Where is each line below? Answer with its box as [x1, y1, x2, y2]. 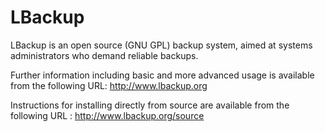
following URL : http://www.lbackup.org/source [10, 109, 205, 121]
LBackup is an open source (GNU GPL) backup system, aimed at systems [10, 39, 313, 51]
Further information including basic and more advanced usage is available [10, 69, 315, 81]
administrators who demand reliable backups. [10, 49, 199, 61]
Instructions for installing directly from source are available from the [10, 99, 290, 111]
